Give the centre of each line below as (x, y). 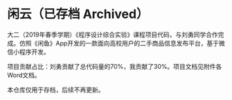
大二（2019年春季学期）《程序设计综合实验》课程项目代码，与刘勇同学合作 (113, 34)
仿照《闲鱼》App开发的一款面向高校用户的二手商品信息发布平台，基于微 (122, 43)
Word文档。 (24, 75)
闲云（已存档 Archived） (78, 14)
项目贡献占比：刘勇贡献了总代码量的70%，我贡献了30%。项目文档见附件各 (115, 66)
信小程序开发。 (28, 52)
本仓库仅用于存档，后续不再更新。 (56, 90)
